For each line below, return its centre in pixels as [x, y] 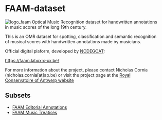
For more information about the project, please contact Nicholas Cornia [76, 70]
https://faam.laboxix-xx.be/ [32, 60]
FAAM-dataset [35, 9]
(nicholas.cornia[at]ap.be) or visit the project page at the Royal [68, 75]
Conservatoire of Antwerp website [39, 80]
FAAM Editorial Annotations [39, 107]
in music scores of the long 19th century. [46, 27]
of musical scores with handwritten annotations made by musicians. [73, 41]
